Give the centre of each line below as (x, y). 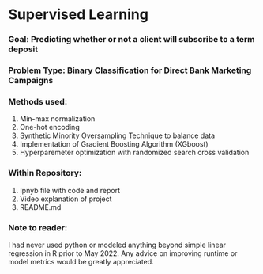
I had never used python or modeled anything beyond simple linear (117, 245)
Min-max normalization (57, 119)
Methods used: (38, 101)
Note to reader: (38, 227)
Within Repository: (45, 173)
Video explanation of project (66, 199)
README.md (40, 207)
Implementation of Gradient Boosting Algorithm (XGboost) (114, 144)
